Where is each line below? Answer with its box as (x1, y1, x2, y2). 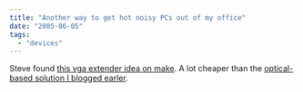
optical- (263, 63, 294, 74)
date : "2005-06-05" (9, 22, 84, 31)
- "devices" (17, 38, 64, 48)
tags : (9, 30, 30, 39)
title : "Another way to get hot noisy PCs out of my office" (9, 13, 247, 23)
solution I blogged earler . (35, 73, 129, 84)
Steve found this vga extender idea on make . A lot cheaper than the (9, 63, 262, 74)
